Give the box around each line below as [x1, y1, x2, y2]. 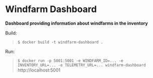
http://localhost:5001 [17, 67, 61, 73]
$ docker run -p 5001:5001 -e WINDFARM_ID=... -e [17, 58, 124, 63]
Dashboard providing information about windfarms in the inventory [5, 20, 148, 26]
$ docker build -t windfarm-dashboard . [17, 39, 103, 45]
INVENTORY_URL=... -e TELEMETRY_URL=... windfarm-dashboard [17, 62, 146, 67]
